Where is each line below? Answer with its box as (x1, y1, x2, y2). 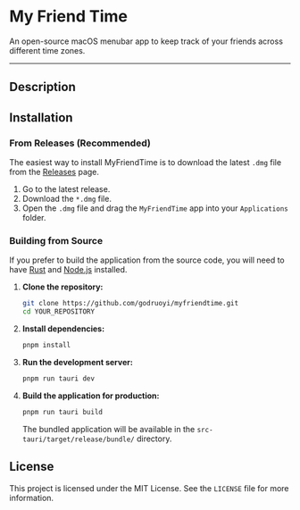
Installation (9, 110, 73, 125)
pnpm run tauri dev (21, 373, 96, 383)
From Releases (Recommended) (9, 137, 152, 149)
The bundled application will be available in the (21, 423, 196, 434)
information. (9, 492, 54, 503)
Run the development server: (21, 356, 134, 367)
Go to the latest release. (21, 184, 111, 195)
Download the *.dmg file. (21, 194, 112, 205)
